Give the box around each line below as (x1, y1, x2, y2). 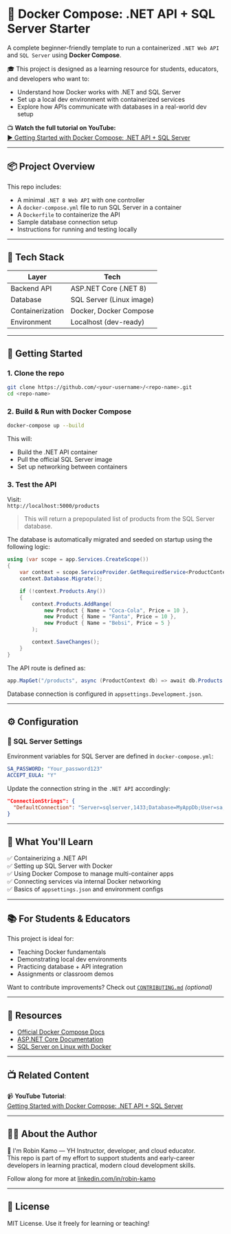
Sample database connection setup (16, 217, 118, 226)
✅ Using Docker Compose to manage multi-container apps (7, 870, 174, 878)
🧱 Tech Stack (7, 251, 65, 264)
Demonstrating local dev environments (16, 955, 127, 964)
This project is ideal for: (7, 935, 74, 943)
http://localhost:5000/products (7, 502, 100, 510)
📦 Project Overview (7, 161, 95, 173)
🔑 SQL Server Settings (7, 736, 82, 746)
